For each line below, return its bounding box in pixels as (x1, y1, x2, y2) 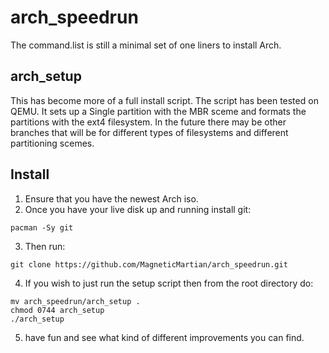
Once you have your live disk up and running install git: (24, 203, 252, 215)
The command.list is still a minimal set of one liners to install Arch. (10, 39, 282, 51)
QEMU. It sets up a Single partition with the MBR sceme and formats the (10, 105, 307, 117)
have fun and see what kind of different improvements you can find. (24, 331, 305, 343)
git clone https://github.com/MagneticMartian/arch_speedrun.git (10, 259, 288, 270)
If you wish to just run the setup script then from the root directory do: (24, 277, 314, 289)
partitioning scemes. (10, 137, 95, 149)
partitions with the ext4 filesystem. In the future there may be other (10, 116, 287, 128)
